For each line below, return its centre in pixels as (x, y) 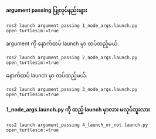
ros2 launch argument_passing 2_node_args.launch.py (72, 58)
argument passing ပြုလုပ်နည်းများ (47, 10)
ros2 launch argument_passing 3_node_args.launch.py (72, 90)
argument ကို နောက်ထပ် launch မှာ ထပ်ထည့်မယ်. (63, 43)
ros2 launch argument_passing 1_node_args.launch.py (72, 26)
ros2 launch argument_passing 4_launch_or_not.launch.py (77, 125)
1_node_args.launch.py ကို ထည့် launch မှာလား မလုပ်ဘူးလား (78, 109)
